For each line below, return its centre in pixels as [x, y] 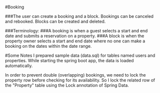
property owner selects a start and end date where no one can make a [75, 41]
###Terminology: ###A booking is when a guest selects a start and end [76, 31]
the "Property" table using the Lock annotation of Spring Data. [67, 85]
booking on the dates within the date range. [48, 46]
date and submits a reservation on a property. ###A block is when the [75, 36]
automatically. [19, 66]
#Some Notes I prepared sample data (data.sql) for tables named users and [80, 55]
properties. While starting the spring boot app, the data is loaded [69, 60]
